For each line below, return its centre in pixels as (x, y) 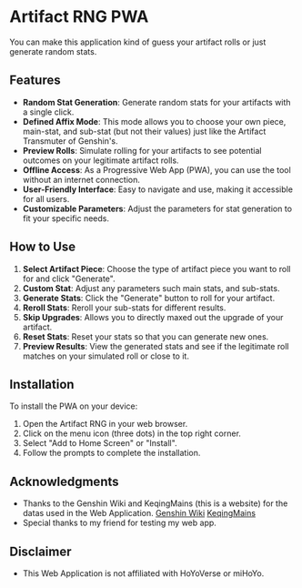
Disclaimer (40, 551)
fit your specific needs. (65, 218)
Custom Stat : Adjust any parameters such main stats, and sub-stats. (151, 288)
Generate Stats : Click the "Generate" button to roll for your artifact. (149, 298)
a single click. (48, 112)
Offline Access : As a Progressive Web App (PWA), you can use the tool (156, 169)
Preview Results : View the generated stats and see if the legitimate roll (156, 346)
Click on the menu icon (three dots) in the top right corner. (131, 433)
